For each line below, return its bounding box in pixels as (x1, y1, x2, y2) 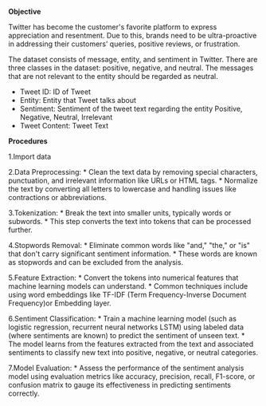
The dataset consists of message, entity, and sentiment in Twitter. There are (8, 55, 258, 64)
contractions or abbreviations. (8, 193, 108, 202)
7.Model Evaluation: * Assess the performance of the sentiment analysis (8, 363, 244, 372)
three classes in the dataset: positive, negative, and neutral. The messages (8, 63, 254, 73)
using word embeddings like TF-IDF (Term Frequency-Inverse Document (8, 290, 247, 299)
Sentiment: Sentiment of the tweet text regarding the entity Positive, (19, 104, 243, 113)
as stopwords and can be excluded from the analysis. (8, 258, 184, 266)
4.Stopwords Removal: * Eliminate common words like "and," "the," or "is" (8, 241, 251, 250)
